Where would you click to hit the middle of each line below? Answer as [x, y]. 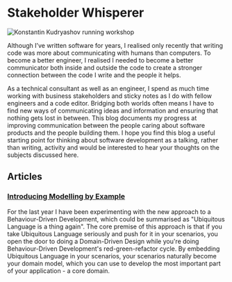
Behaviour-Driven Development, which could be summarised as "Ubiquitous [116, 219]
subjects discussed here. [43, 155]
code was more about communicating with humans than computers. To [109, 53]
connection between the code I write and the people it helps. [94, 75]
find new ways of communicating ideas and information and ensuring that [113, 110]
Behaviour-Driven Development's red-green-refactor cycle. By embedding [114, 249]
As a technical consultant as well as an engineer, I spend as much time [108, 88]
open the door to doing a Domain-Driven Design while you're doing [103, 241]
